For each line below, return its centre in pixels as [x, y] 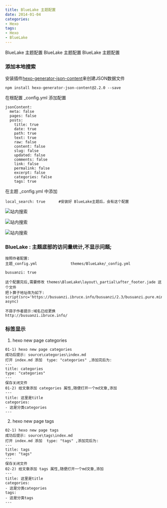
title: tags [17, 450]
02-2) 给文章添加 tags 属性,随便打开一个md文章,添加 [54, 469]
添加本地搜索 [21, 66]
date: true [25, 129]
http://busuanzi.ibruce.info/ [37, 316]
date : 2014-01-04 [23, 14]
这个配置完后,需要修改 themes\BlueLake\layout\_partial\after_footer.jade [81, 282]
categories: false [33, 177]
